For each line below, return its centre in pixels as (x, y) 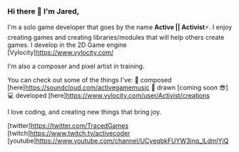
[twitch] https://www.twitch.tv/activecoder (69, 134)
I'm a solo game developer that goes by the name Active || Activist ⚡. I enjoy (120, 27)
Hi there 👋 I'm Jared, (44, 11)
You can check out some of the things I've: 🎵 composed (90, 80)
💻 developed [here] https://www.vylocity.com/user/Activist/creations (109, 96)
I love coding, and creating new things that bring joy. (85, 112)
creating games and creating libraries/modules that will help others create (116, 38)
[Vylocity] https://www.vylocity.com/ (61, 53)
